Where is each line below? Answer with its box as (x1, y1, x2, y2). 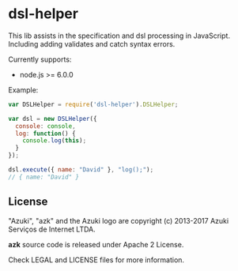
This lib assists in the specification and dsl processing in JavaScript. (8, 31, 231, 40)
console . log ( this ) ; (22, 137, 87, 145)
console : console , (15, 122, 77, 130)
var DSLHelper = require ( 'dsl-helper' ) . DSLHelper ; (8, 100, 179, 108)
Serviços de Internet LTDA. (8, 224, 96, 234)
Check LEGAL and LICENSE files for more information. (8, 254, 184, 265)
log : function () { (15, 130, 77, 137)
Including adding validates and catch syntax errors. (8, 39, 176, 48)
